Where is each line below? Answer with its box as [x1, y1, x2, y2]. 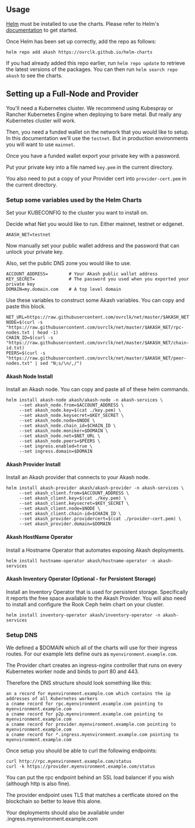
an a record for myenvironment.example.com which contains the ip [6, 691, 171, 697]
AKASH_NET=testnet [6, 232, 51, 237]
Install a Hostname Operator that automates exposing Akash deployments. [6, 547, 185, 554]
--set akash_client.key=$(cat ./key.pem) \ [19, 496, 127, 501]
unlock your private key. [6, 248, 64, 255]
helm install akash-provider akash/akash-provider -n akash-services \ [6, 485, 184, 491]
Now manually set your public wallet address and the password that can [6, 242, 180, 249]
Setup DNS [6, 630, 38, 639]
